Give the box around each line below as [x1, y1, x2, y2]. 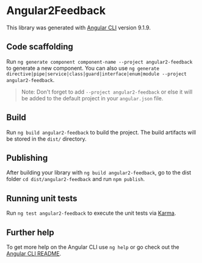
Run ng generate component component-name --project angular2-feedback [6, 57, 193, 65]
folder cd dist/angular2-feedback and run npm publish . [6, 176, 145, 183]
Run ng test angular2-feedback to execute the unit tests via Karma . [6, 209, 176, 217]
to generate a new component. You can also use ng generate [6, 64, 160, 72]
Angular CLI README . [6, 250, 62, 257]
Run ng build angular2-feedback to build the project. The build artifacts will [6, 128, 197, 136]
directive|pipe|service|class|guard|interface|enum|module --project [6, 71, 187, 77]
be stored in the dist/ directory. [6, 135, 87, 143]
